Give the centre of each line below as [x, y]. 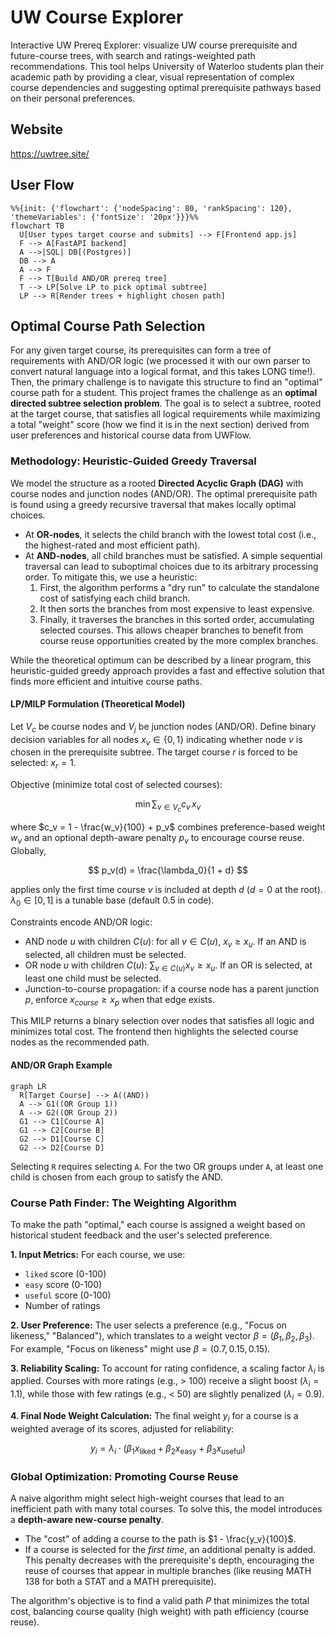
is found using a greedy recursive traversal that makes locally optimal [153, 504]
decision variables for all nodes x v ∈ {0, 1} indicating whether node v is [156, 740]
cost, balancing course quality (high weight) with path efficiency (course [160, 1611]
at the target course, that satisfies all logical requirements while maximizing [165, 414]
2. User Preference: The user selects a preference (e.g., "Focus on [148, 1325]
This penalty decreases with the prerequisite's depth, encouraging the [169, 1560]
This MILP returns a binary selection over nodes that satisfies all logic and [162, 1021]
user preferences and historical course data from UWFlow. [131, 435]
